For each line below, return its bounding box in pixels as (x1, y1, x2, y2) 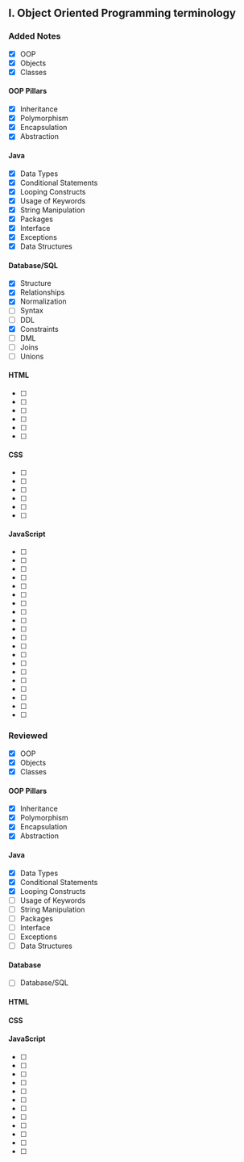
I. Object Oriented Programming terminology (8, 6, 236, 20)
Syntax (19, 306, 44, 316)
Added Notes (8, 31, 61, 42)
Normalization (19, 296, 67, 306)
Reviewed (8, 730, 48, 741)
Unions (19, 351, 44, 361)
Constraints (19, 324, 59, 333)
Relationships (19, 287, 65, 297)
